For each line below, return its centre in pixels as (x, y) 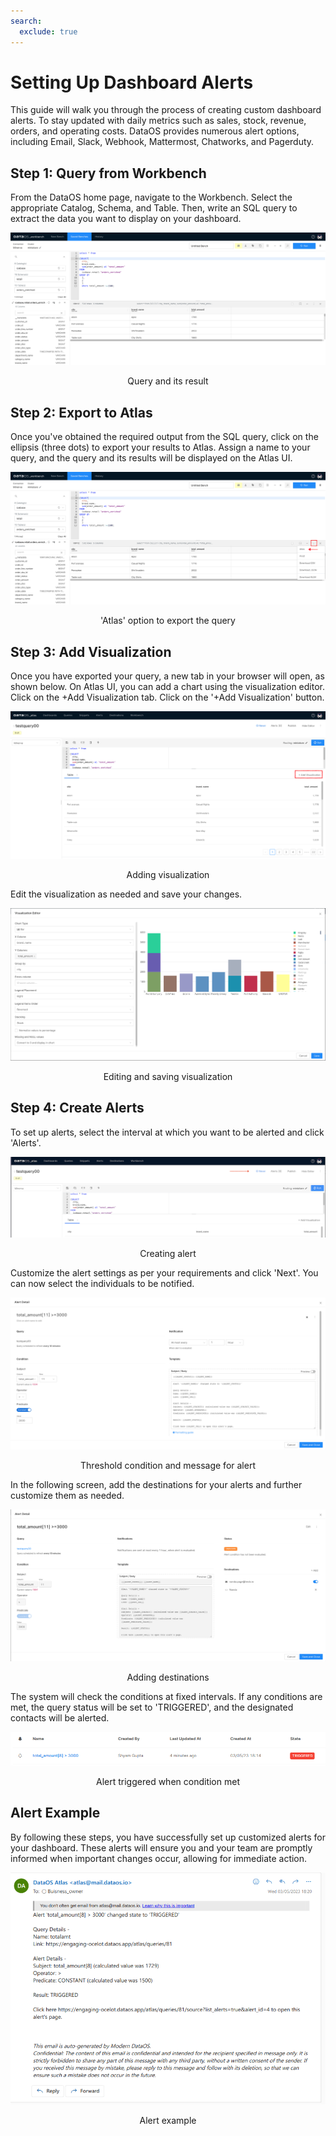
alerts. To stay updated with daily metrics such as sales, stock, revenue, (158, 121)
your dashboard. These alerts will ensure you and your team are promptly (161, 1847)
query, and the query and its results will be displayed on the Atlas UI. (151, 458)
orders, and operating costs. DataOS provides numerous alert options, (155, 131)
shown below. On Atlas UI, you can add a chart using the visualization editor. (167, 687)
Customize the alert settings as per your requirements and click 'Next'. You (164, 1272)
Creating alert (168, 1253)
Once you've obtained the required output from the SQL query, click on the (164, 437)
